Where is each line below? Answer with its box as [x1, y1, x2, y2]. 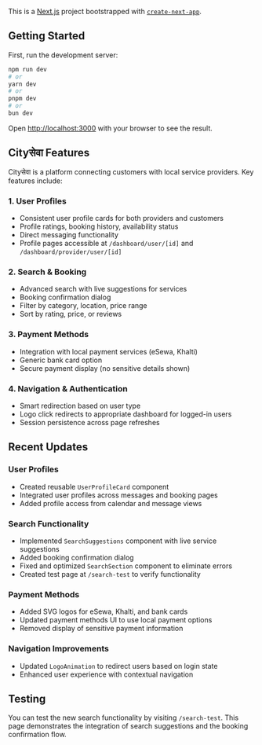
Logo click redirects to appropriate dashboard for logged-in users [19, 409, 232, 419]
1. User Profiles [8, 196, 67, 207]
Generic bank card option [19, 355, 103, 365]
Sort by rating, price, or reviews [19, 310, 122, 319]
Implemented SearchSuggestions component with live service [19, 536, 217, 545]
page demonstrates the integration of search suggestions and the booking [8, 721, 249, 731]
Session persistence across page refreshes [19, 417, 160, 427]
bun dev [8, 109, 34, 117]
